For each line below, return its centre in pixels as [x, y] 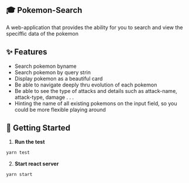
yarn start [19, 175]
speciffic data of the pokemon [42, 33]
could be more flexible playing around [60, 109]
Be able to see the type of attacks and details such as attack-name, [96, 91]
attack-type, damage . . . [44, 97]
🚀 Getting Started [38, 128]
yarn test [18, 153]
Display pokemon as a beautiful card [59, 78]
